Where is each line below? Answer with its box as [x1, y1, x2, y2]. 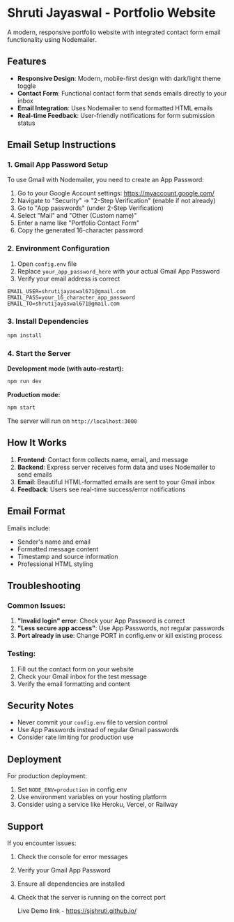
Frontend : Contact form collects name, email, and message [17, 455, 189, 463]
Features [7, 56, 47, 68]
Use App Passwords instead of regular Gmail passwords [17, 726, 180, 734]
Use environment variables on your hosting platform [17, 793, 167, 801]
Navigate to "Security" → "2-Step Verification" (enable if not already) [17, 197, 216, 205]
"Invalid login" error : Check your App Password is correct [17, 616, 185, 625]
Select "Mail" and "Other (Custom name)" [17, 211, 137, 220]
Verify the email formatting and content [17, 679, 130, 688]
